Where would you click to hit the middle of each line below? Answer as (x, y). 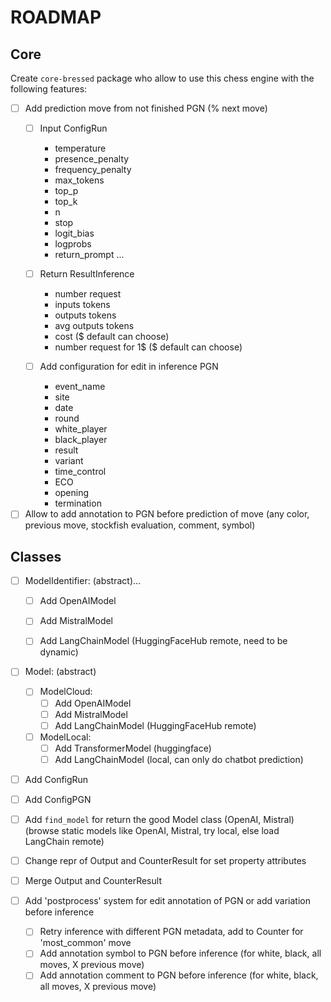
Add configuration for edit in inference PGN (129, 367)
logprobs (73, 244)
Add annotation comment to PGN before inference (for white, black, (179, 975)
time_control (80, 472)
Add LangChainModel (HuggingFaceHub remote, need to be (163, 641)
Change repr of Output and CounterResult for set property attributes (165, 861)
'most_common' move (85, 943)
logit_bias (74, 233)
